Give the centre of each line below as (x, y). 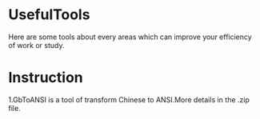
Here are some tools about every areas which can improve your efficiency (130, 37)
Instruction (46, 78)
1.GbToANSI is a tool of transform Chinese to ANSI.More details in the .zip (129, 99)
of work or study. (36, 45)
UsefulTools (49, 15)
